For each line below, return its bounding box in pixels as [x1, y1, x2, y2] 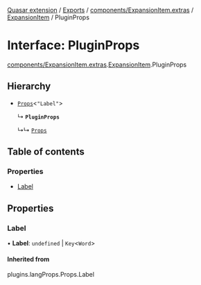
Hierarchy [7, 80, 51, 92]
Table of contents [7, 146, 85, 158]
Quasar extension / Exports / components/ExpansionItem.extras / [7, 6, 194, 14]
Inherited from [7, 254, 50, 263]
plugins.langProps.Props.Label [7, 270, 95, 279]
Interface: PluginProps [7, 37, 140, 53]
